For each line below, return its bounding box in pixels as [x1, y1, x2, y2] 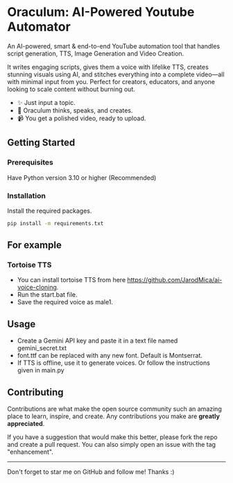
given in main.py [17, 366, 64, 375]
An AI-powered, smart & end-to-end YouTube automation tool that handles [7, 42, 221, 50]
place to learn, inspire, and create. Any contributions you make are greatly [7, 412, 221, 420]
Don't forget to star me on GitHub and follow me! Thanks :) [7, 468, 175, 476]
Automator [7, 19, 71, 35]
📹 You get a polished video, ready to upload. [17, 114, 146, 122]
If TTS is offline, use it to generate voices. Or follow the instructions [17, 359, 210, 367]
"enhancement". [7, 448, 54, 456]
